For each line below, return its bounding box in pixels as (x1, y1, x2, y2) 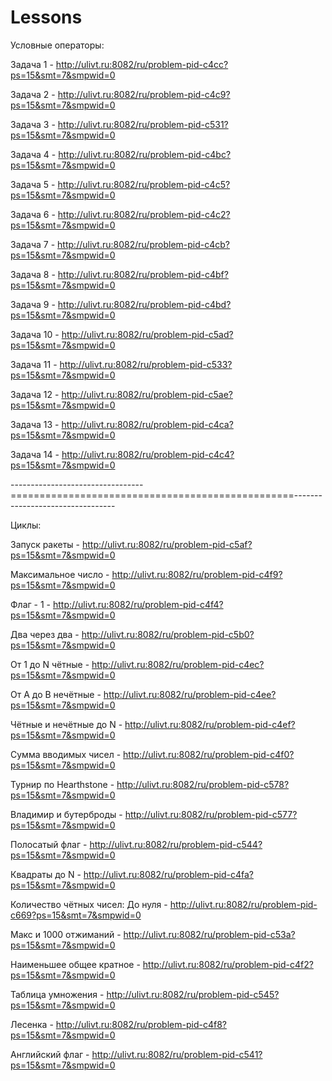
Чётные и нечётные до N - (10, 718, 123, 730)
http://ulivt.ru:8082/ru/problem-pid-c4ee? (103, 688, 277, 700)
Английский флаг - (10, 1048, 90, 1060)
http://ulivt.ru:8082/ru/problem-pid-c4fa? (83, 868, 254, 880)
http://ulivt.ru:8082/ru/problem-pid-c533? (59, 358, 233, 370)
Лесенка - (10, 1018, 54, 1030)
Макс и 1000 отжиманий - (10, 928, 122, 940)
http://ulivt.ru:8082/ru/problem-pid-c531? (57, 118, 229, 130)
